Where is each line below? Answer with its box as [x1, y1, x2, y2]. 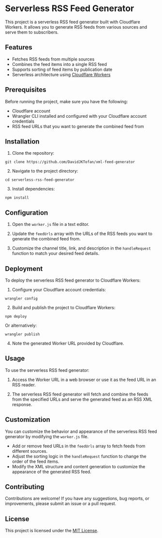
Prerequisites [5, 86, 46, 94]
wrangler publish [5, 332, 40, 337]
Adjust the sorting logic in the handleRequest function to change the [12, 453, 147, 459]
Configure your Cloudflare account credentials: [12, 287, 106, 292]
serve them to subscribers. [5, 29, 59, 35]
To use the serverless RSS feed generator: [5, 367, 89, 373]
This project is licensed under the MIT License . [5, 528, 99, 534]
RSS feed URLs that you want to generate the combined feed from [12, 123, 144, 129]
